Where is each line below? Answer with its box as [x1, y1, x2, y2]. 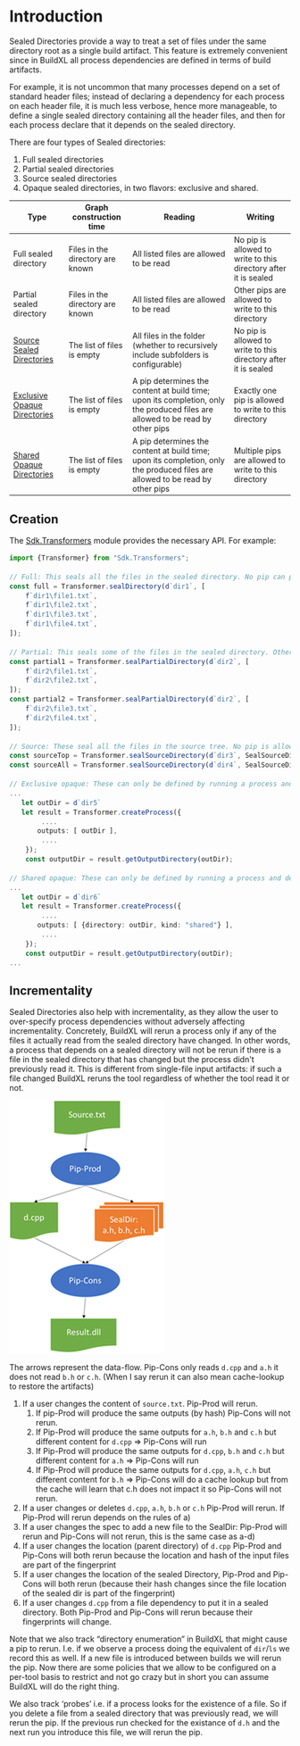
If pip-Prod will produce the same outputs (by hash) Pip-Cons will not [35, 1408, 291, 1418]
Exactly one [233, 386, 277, 396]
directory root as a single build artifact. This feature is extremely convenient [9, 45, 288, 55]
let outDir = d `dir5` [21, 798, 102, 807]
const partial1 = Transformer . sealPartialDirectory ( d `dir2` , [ [9, 657, 250, 666]
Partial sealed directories [21, 163, 114, 174]
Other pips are [233, 284, 287, 295]
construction [71, 212, 122, 222]
